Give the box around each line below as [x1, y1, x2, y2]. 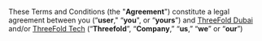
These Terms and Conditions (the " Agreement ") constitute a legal [8, 7, 230, 16]
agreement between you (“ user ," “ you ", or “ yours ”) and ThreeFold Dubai [8, 15, 254, 25]
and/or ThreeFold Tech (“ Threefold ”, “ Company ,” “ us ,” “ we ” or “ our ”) [8, 24, 243, 33]
